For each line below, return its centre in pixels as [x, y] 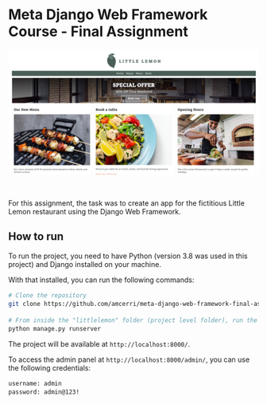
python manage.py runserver [55, 329]
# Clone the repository [48, 295]
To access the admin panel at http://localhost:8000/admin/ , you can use [129, 359]
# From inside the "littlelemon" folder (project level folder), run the [133, 320]
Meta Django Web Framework [108, 15]
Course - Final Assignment [98, 31]
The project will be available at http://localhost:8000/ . [99, 344]
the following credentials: [50, 368]
